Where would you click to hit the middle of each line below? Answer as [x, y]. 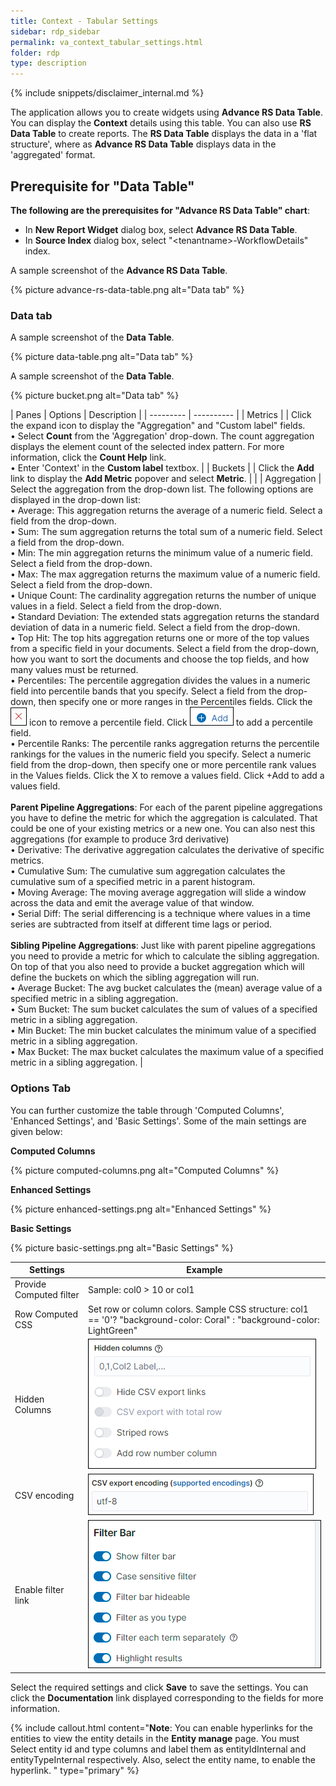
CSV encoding [44, 1496]
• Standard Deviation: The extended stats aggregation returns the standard [165, 617]
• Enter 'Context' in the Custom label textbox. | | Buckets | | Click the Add [162, 468]
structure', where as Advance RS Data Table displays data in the [143, 144]
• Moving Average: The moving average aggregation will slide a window [158, 892]
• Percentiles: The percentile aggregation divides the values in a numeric [160, 681]
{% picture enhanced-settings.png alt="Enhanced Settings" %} [141, 1209]
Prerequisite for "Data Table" [102, 186]
